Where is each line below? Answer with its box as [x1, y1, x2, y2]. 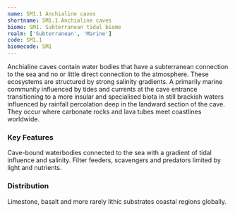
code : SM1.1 [7, 37, 42, 44]
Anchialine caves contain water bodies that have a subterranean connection [7, 63, 229, 71]
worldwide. [7, 115, 40, 123]
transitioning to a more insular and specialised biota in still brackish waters [7, 92, 224, 101]
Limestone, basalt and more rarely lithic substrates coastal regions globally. [7, 197, 227, 205]
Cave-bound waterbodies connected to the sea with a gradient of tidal [7, 149, 212, 157]
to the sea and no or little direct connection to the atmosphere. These [7, 70, 210, 78]
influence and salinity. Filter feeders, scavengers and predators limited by [7, 156, 221, 164]
